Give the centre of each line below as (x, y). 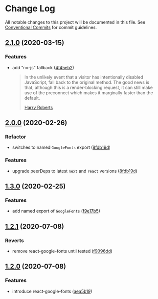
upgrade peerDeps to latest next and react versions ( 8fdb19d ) (75, 171)
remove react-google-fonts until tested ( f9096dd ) (62, 251)
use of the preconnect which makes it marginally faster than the (89, 93)
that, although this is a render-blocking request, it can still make (89, 87)
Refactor (16, 136)
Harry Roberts (38, 107)
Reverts (15, 240)
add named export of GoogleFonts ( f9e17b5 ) (56, 211)
